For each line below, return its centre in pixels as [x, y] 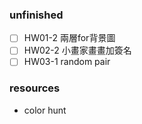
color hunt [45, 110]
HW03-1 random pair [67, 62]
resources [35, 88]
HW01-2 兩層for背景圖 [69, 38]
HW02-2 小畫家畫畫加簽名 [77, 50]
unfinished [36, 15]
